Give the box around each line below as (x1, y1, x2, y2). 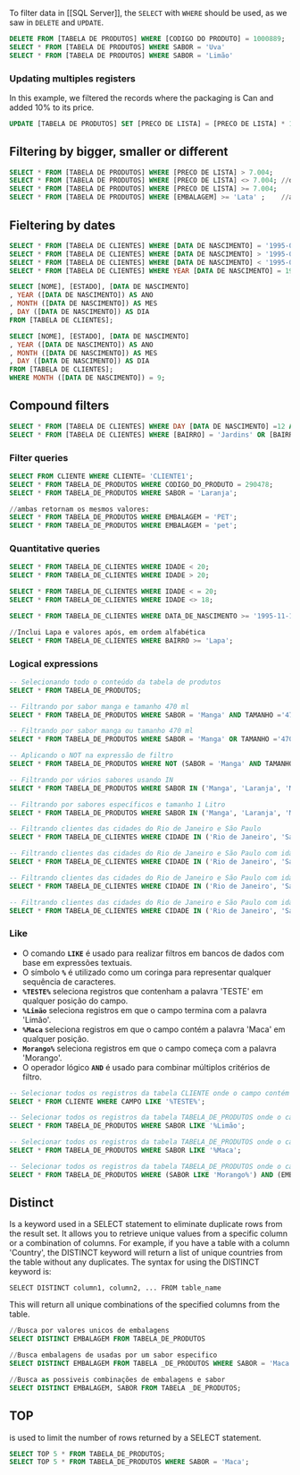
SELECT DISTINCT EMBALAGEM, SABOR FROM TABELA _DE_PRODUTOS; (9, 1383, 242, 1393)
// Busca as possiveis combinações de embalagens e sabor (9, 1375, 226, 1384)
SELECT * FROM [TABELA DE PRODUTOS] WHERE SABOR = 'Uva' (9, 42, 226, 52)
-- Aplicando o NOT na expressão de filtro (9, 751, 174, 760)
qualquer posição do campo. (21, 995, 129, 1006)
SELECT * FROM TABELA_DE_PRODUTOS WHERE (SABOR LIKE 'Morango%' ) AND (9, 1170, 274, 1180)
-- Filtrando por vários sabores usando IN (9, 775, 174, 784)
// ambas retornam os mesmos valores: (9, 505, 150, 514)
